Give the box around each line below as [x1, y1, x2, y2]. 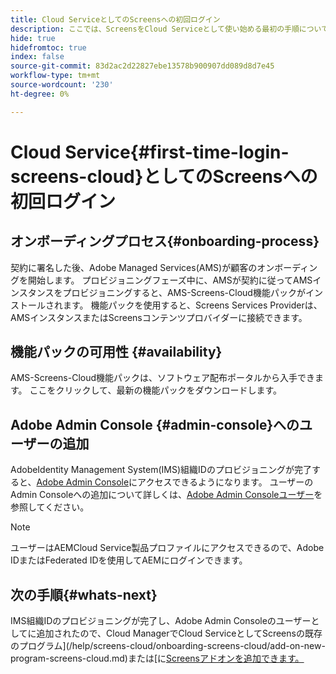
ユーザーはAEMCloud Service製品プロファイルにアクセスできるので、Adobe [10, 542, 325, 554]
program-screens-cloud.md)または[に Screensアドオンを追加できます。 [10, 652, 305, 665]
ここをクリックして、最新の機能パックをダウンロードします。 [29, 384, 283, 396]
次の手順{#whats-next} [10, 586, 158, 603]
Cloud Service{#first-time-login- [10, 141, 290, 163]
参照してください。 [10, 501, 90, 513]
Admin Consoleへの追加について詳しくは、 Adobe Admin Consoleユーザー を [10, 489, 323, 501]
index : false [10, 52, 65, 62]
